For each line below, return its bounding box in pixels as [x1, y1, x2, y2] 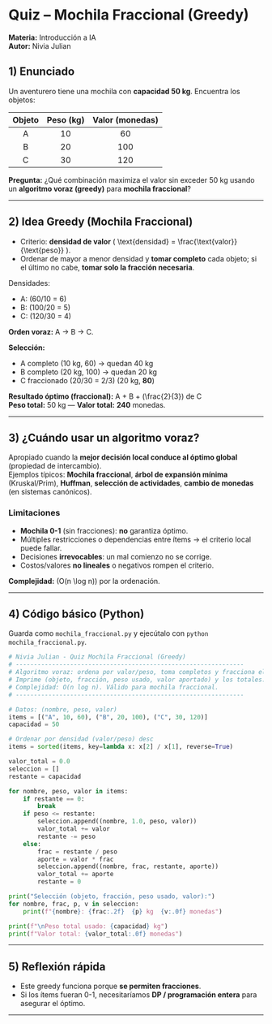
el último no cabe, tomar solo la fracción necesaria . [19, 262, 195, 272]
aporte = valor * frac [37, 855, 114, 863]
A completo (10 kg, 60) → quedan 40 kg [19, 358, 154, 368]
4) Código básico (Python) [8, 607, 145, 621]
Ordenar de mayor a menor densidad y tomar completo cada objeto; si [19, 253, 257, 263]
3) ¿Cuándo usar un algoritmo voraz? [8, 430, 200, 444]
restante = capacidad [8, 772, 82, 780]
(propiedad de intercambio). [8, 461, 102, 471]
